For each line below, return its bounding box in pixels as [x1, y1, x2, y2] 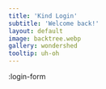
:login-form [8, 72, 46, 81]
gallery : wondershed [8, 42, 78, 50]
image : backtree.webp [8, 34, 82, 43]
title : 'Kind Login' [8, 11, 78, 20]
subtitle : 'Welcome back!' [8, 19, 100, 28]
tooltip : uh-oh [8, 49, 60, 57]
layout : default [8, 27, 63, 35]
